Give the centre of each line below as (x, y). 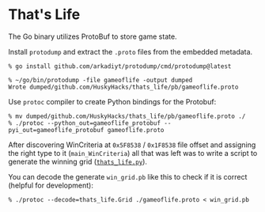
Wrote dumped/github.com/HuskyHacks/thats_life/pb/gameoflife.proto (123, 87)
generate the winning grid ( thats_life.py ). (78, 161)
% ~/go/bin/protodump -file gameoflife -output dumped (100, 80)
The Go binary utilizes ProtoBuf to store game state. (93, 36)
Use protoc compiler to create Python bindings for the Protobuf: (112, 101)
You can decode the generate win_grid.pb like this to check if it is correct (128, 176)
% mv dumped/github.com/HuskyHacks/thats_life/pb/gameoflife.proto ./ (127, 116)
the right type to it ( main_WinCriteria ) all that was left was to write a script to (133, 153)
